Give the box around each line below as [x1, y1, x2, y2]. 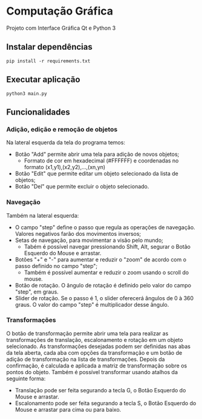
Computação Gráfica [6, 4, 114, 18]
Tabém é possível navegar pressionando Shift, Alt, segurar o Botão [24, 243, 191, 250]
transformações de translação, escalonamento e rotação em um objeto [6, 336, 183, 343]
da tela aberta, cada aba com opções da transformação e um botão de [6, 349, 183, 356]
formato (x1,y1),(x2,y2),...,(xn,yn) [24, 164, 106, 171]
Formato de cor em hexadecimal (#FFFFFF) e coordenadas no [24, 157, 179, 164]
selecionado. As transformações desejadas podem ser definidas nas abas [6, 343, 191, 350]
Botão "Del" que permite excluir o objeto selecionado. [15, 183, 149, 190]
